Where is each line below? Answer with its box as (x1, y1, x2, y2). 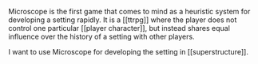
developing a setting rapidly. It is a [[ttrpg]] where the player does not (8, 15, 237, 24)
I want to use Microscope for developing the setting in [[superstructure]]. (8, 47, 249, 56)
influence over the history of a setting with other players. (8, 32, 195, 41)
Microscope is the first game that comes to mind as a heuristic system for (8, 7, 251, 16)
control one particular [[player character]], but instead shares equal (8, 24, 230, 32)
